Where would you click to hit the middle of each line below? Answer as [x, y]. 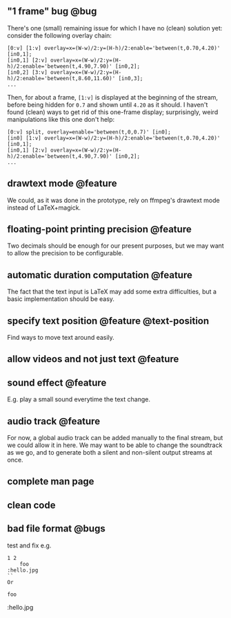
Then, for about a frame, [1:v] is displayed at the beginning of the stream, [113, 97]
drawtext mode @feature [62, 184]
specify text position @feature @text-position [108, 321]
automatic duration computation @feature [100, 275]
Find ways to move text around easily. [61, 338]
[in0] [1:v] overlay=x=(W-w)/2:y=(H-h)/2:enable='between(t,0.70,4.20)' [114, 138]
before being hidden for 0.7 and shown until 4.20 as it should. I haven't [108, 104]
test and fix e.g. [29, 545]
